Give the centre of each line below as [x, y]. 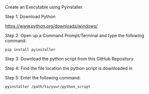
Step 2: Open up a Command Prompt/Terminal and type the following [74, 35]
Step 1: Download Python [30, 16]
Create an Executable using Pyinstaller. [44, 7]
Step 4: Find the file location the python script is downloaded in [69, 68]
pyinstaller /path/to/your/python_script [48, 87]
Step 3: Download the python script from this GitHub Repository [69, 59]
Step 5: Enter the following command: [43, 78]
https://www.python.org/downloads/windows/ [51, 26]
